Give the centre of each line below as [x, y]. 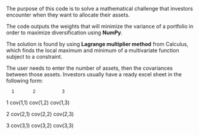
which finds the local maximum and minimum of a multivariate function [93, 50]
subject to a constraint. [34, 57]
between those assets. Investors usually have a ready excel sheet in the [94, 74]
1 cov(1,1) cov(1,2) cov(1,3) [38, 102]
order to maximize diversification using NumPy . [64, 33]
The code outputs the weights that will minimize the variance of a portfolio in [100, 26]
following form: [25, 81]
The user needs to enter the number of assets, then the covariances [90, 68]
